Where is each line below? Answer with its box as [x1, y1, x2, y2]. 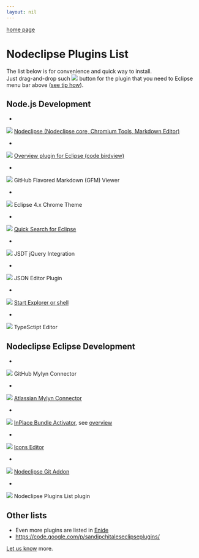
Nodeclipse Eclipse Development [6, 341, 136, 352]
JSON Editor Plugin [13, 275, 62, 282]
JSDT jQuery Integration [13, 250, 75, 258]
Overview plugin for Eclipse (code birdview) [13, 152, 124, 160]
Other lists [6, 510, 47, 521]
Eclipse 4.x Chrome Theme [13, 201, 83, 209]
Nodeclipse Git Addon [13, 468, 70, 475]
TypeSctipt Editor [13, 324, 58, 331]
